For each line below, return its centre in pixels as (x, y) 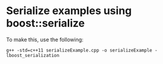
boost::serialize (45, 23)
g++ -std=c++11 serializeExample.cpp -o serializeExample (79, 50)
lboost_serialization (33, 55)
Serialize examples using (69, 11)
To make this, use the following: (45, 39)
